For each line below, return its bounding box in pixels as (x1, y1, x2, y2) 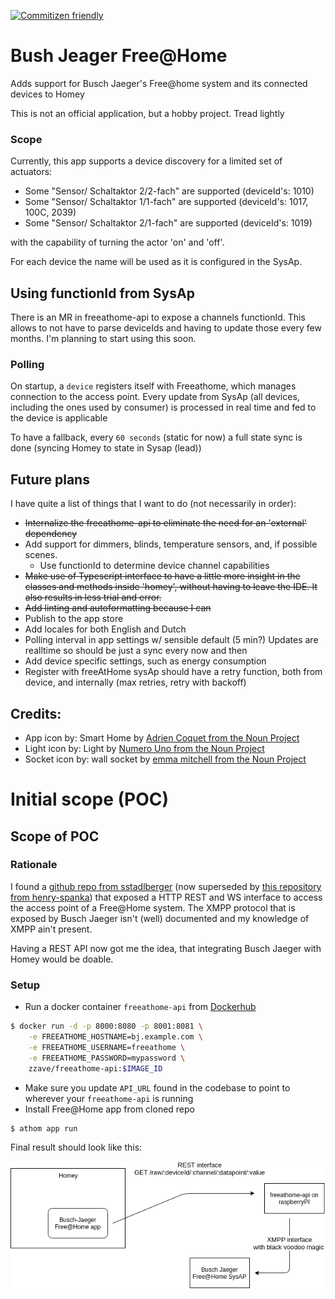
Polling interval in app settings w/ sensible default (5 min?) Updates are (24, 634, 319, 646)
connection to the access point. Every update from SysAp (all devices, (10, 391, 300, 403)
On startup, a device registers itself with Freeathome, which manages (10, 380, 297, 392)
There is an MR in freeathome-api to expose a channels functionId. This (10, 311, 306, 324)
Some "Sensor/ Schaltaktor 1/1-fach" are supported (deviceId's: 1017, (24, 196, 309, 208)
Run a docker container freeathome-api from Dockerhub (24, 1001, 257, 1013)
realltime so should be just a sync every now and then (24, 645, 248, 657)
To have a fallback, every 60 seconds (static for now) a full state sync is (10, 431, 303, 444)
